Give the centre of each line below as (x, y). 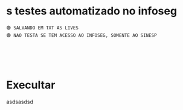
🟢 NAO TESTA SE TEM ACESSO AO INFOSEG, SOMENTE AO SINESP (82, 35)
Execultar (31, 85)
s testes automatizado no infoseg (91, 11)
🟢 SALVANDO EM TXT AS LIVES (42, 28)
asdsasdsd (20, 102)
